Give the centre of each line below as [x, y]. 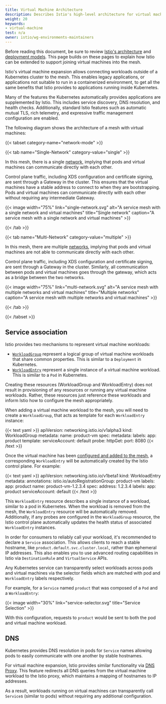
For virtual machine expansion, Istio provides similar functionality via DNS [80, 665]
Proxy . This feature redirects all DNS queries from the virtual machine [76, 670]
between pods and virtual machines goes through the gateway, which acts [81, 272]
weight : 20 [16, 19]
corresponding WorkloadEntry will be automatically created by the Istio [77, 461]
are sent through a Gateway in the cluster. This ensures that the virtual [77, 182]
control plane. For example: [33, 466]
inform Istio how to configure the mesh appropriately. [59, 400]
